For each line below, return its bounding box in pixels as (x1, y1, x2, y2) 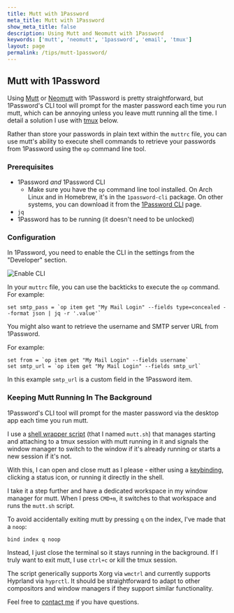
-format (7, 310, 30, 317)
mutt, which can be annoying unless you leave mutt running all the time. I (7, 108, 218, 117)
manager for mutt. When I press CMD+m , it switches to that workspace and (7, 494, 217, 502)
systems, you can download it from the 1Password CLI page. (27, 200, 202, 209)
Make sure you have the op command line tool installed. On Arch (27, 185, 213, 193)
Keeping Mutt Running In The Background (7, 393, 152, 402)
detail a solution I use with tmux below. (7, 116, 119, 125)
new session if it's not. (7, 452, 72, 460)
